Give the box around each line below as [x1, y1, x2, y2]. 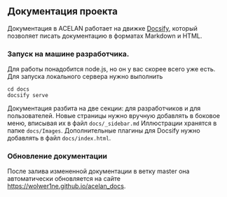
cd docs [7, 86, 30, 93]
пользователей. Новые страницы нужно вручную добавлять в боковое [7, 112, 221, 120]
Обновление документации [7, 152, 107, 161]
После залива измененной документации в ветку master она [7, 167, 190, 175]
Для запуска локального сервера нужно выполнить [7, 73, 163, 81]
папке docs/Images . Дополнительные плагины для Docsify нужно [7, 126, 201, 135]
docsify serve [7, 92, 49, 99]
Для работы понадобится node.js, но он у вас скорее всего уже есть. [7, 65, 216, 73]
